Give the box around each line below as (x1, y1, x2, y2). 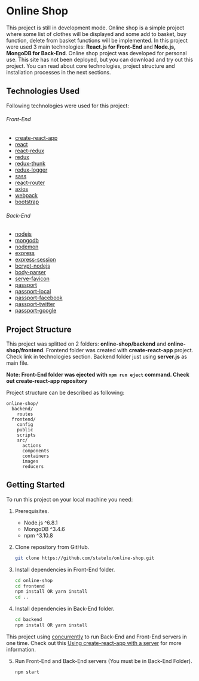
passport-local (14, 288, 51, 295)
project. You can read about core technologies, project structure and (6, 62, 175, 70)
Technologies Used (6, 86, 79, 97)
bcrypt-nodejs (14, 262, 51, 269)
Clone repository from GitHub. (14, 543, 90, 550)
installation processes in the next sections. (6, 68, 111, 76)
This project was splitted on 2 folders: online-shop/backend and (6, 340, 166, 347)
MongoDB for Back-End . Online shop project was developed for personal (6, 49, 187, 56)
